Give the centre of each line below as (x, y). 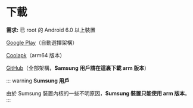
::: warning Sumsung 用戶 (38, 81)
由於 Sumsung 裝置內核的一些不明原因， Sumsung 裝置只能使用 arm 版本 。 (98, 93)
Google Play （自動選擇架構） (42, 42)
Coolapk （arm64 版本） (36, 55)
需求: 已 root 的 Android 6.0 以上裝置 (51, 30)
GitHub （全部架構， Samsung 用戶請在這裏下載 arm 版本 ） (78, 68)
